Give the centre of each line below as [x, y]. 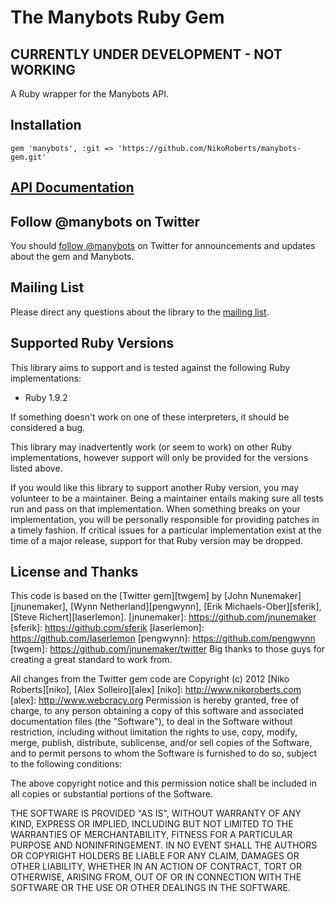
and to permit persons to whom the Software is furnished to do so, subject [164, 753]
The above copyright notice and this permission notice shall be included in [163, 783]
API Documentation [72, 187]
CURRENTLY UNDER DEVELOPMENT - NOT [146, 54]
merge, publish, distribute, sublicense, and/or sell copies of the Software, [161, 743]
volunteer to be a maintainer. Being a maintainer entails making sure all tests [167, 498]
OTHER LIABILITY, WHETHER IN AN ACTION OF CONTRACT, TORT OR [156, 867]
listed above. [36, 468]
